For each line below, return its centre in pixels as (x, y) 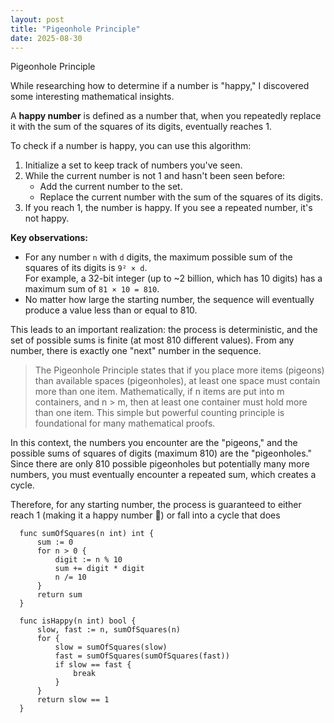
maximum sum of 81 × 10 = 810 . (92, 289)
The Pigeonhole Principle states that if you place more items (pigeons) (179, 370)
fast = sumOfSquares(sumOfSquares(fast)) (142, 656)
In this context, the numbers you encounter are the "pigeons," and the (154, 443)
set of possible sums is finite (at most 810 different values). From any (152, 340)
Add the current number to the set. (111, 187)
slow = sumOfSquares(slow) (111, 647)
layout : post (37, 19)
